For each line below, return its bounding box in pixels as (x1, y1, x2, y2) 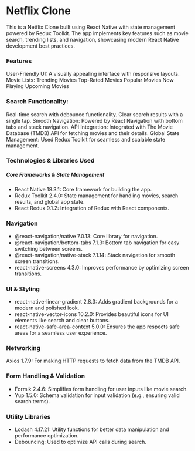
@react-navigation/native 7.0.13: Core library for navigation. (14, 233, 158, 240)
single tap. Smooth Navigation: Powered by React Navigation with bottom (6, 117, 183, 124)
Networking (6, 344, 41, 352)
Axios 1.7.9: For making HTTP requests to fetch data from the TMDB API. (6, 357, 180, 365)
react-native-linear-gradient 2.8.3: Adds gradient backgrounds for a (14, 298, 179, 305)
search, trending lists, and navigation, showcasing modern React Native (6, 36, 179, 43)
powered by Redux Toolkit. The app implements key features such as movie (6, 29, 189, 36)
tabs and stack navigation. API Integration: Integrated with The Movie (6, 123, 173, 130)
